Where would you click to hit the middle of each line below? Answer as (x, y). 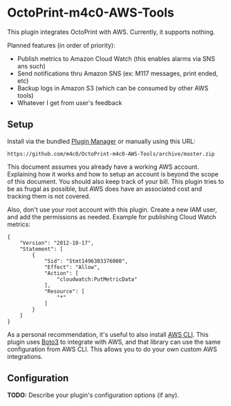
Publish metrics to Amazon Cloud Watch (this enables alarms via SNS (116, 58)
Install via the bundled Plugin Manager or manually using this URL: (101, 141)
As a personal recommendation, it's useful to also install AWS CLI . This (108, 334)
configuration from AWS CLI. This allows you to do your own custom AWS (112, 349)
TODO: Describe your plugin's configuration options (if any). (93, 395)
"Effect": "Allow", (72, 267)
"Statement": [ (41, 249)
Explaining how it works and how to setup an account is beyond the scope (113, 174)
